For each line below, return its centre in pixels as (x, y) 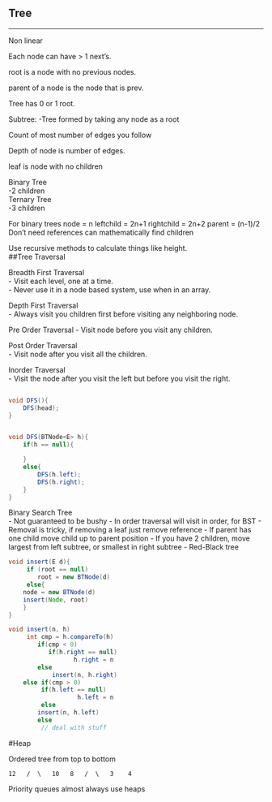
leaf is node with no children (56, 166)
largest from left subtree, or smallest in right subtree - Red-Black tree (123, 547)
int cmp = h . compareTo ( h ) (70, 637)
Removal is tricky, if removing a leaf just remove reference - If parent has (130, 530)
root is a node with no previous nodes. (72, 71)
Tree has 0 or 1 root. (42, 103)
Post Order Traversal (43, 345)
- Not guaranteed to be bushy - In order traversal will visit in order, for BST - (135, 521)
